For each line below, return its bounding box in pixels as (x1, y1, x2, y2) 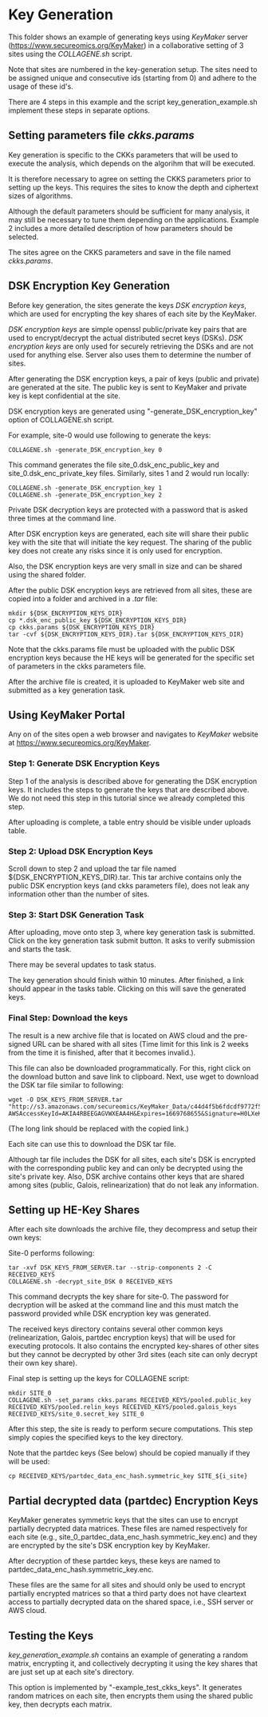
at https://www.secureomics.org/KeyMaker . (8, 738, 152, 748)
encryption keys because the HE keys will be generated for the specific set (8, 653, 255, 662)
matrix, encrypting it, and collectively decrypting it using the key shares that (8, 1659, 258, 1668)
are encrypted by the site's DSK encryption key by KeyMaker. (8, 1541, 210, 1551)
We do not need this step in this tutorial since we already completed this (8, 793, 246, 803)
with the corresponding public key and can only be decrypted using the (8, 1163, 243, 1172)
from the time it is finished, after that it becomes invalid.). (8, 1048, 196, 1057)
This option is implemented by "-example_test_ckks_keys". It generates (8, 1683, 242, 1692)
